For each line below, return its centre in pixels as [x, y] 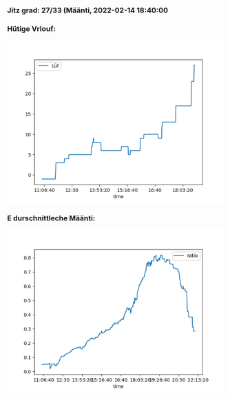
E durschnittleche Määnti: [51, 218]
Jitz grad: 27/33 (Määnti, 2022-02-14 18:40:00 [88, 10]
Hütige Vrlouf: [32, 28]
